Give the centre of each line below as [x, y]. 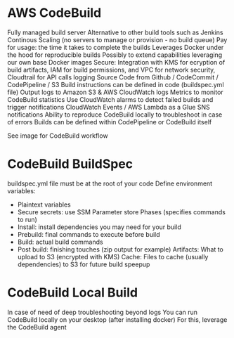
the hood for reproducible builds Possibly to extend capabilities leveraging [115, 55]
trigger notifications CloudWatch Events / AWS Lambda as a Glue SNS [109, 107]
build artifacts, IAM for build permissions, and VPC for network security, [111, 70]
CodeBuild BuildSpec [70, 164]
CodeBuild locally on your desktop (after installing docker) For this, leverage [117, 319]
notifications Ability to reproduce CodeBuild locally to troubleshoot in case [115, 115]
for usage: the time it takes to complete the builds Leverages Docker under [116, 47]
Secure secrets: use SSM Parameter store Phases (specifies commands [122, 212]
